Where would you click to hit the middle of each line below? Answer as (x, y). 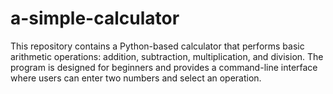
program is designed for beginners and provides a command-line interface (164, 67)
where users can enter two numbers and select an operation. (136, 78)
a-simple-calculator (95, 18)
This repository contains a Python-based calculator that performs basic (157, 46)
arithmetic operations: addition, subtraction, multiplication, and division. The (167, 56)
